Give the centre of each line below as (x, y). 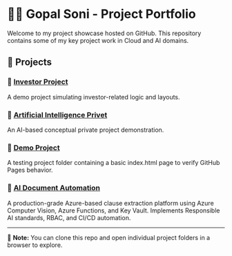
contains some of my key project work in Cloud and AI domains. (98, 40)
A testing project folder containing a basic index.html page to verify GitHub (114, 163)
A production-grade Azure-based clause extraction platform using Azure (110, 203)
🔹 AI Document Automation (54, 188)
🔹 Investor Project (38, 82)
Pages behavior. (30, 170)
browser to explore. (35, 245)
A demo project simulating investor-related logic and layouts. (94, 97)
